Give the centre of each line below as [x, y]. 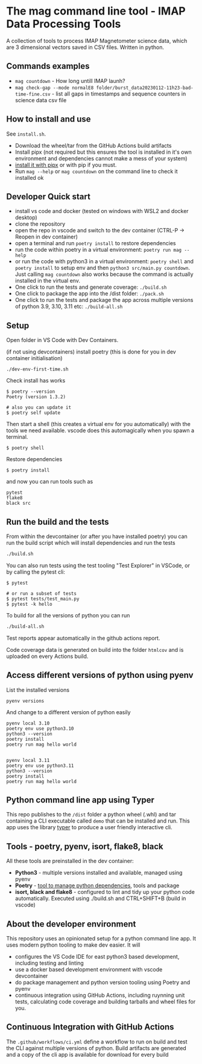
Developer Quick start [48, 196]
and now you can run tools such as [50, 482]
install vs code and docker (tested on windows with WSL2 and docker [102, 211]
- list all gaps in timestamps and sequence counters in [119, 94]
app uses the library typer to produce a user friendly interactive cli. [90, 827]
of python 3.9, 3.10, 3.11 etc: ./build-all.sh [69, 306]
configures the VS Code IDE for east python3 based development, [97, 957]
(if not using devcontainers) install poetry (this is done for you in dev [91, 352]
